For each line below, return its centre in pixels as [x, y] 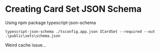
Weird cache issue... [26, 45]
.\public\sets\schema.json [33, 36]
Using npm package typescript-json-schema [50, 23]
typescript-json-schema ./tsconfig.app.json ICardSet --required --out [80, 31]
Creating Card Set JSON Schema [73, 9]
